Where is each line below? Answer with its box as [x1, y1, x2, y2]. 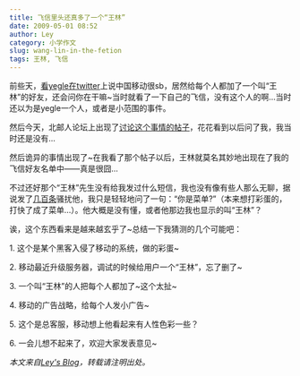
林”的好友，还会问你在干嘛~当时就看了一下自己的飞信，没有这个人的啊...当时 [9, 91, 292, 102]
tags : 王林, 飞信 [9, 55, 69, 64]
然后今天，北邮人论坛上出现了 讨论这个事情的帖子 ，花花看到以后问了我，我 [9, 122, 284, 132]
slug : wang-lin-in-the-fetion [9, 47, 123, 56]
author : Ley [9, 30, 54, 38]
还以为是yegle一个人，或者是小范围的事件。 [9, 103, 171, 113]
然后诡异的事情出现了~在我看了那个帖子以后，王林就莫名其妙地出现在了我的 [9, 152, 289, 162]
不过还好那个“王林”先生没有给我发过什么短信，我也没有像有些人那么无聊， [9, 183, 284, 192]
